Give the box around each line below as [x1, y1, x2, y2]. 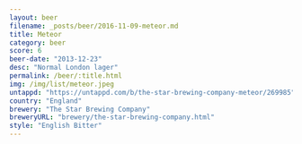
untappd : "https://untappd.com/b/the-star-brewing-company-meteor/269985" [9, 88, 296, 97]
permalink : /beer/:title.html [9, 72, 123, 80]
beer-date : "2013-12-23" [9, 55, 102, 64]
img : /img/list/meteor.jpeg [9, 80, 115, 89]
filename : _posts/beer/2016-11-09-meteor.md [9, 21, 179, 30]
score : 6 [9, 47, 42, 55]
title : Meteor [9, 30, 63, 38]
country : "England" [9, 96, 83, 106]
